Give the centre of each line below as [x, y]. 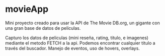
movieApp [27, 9]
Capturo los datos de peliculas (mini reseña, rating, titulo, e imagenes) [77, 38]
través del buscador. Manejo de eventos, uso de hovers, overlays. [73, 48]
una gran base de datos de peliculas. [43, 28]
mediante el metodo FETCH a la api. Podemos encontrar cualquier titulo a [80, 43]
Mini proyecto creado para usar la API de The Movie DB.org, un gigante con [82, 23]
